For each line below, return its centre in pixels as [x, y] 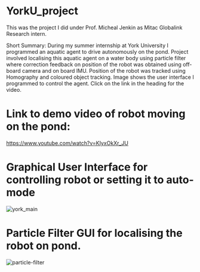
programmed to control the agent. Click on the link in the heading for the [95, 83]
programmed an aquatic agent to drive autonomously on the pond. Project [97, 51]
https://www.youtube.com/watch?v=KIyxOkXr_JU [67, 143]
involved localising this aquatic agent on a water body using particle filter [96, 58]
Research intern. [26, 33]
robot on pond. [44, 246]
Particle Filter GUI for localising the [95, 233]
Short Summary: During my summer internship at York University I [87, 45]
